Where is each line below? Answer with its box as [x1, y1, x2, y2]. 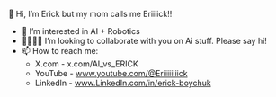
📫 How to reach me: [21, 46, 99, 56]
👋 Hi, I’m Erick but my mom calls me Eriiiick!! [8, 9, 173, 19]
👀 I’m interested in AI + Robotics [21, 26, 140, 36]
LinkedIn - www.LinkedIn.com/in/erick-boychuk [34, 77, 212, 88]
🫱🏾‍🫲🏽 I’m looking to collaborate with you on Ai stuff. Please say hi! [21, 36, 267, 46]
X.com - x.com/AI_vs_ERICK [34, 58, 138, 69]
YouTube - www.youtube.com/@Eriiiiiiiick [34, 68, 188, 78]
